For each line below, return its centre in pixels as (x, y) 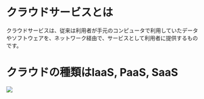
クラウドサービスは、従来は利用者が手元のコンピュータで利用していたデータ (102, 30)
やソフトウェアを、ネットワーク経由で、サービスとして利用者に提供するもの (102, 38)
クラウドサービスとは (60, 12)
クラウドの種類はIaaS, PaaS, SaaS (92, 73)
